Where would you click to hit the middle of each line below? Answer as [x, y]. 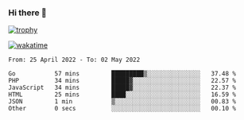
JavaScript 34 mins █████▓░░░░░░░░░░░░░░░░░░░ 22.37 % [122, 88]
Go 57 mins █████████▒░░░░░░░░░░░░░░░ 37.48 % [122, 74]
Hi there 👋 [28, 13]
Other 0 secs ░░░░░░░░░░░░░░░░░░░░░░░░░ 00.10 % [122, 109]
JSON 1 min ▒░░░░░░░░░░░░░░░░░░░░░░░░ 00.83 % [122, 102]
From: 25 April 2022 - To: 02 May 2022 [74, 60]
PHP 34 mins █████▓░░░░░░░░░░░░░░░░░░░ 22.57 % [122, 81]
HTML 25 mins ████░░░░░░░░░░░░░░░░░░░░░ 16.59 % [122, 95]
